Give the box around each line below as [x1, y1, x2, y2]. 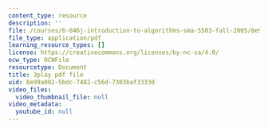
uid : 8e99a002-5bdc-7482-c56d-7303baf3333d [8, 78, 156, 86]
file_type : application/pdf [8, 33, 102, 42]
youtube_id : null [15, 108, 73, 116]
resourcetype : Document [8, 64, 88, 72]
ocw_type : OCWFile [8, 56, 69, 64]
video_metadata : [8, 100, 62, 108]
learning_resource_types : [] [8, 41, 105, 49]
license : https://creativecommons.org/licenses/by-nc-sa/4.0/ [8, 48, 219, 56]
